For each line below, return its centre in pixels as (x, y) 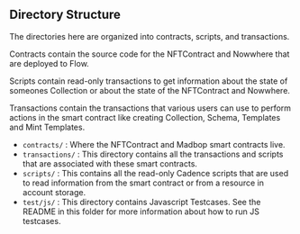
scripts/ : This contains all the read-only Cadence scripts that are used (155, 173)
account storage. (54, 192)
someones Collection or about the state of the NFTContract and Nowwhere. (150, 90)
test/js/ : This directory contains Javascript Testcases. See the (141, 202)
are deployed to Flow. (50, 63)
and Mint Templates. (47, 127)
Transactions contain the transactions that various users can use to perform (150, 108)
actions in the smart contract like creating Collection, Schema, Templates (145, 117)
